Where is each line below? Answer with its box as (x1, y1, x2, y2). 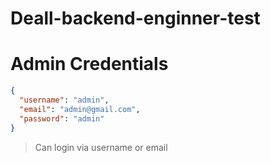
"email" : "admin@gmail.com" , (19, 104, 141, 114)
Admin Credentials (10, 53, 169, 76)
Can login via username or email (34, 141, 168, 153)
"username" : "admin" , (19, 95, 110, 105)
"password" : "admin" (19, 113, 105, 124)
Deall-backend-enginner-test (10, 7, 261, 30)
